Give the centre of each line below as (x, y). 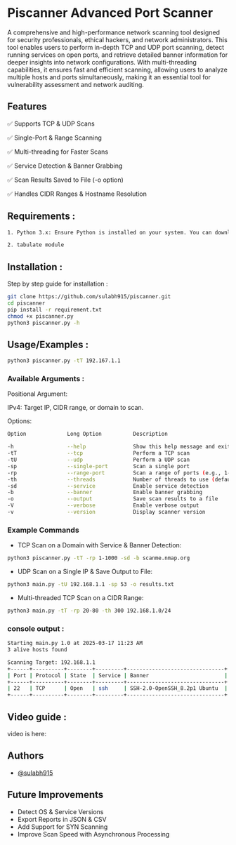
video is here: (27, 734)
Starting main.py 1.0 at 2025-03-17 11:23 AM (75, 644)
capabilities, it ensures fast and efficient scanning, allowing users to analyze (118, 69)
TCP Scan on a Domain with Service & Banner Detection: (99, 545)
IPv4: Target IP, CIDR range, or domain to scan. (76, 408)
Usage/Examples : (48, 344)
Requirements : (41, 217)
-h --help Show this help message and (111, 447)
